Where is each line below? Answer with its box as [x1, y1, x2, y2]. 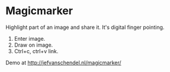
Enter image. [14, 35, 46, 42]
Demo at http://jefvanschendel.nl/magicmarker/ [5, 59, 122, 66]
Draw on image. [14, 41, 53, 48]
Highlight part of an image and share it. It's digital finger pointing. [5, 24, 165, 31]
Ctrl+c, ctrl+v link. [14, 47, 59, 54]
